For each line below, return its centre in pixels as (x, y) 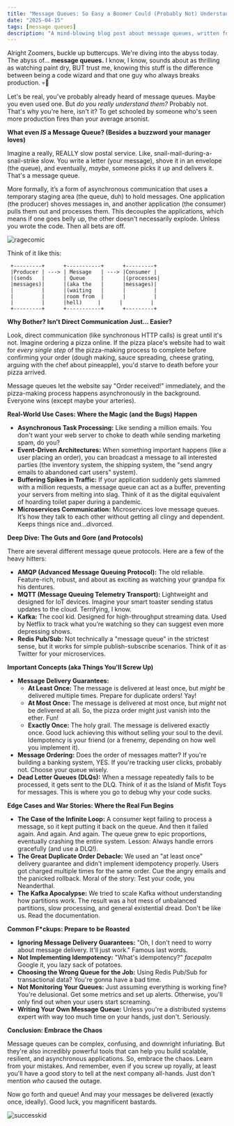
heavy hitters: (27, 558)
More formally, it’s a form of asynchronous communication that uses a (108, 189)
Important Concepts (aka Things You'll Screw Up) (80, 667)
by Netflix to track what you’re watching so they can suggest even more (120, 624)
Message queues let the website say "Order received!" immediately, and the (116, 386)
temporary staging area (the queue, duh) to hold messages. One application (116, 197)
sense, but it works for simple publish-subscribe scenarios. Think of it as (122, 646)
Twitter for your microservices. (62, 654)
